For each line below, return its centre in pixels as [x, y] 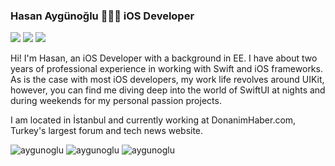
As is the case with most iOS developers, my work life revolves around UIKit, [167, 80]
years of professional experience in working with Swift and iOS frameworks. [166, 69]
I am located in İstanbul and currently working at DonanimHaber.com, [153, 120]
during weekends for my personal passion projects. [116, 101]
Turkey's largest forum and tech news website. [107, 131]
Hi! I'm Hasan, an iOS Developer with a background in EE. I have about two [164, 58]
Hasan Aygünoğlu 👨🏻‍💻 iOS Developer [102, 16]
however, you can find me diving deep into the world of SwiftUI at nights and [168, 90]
